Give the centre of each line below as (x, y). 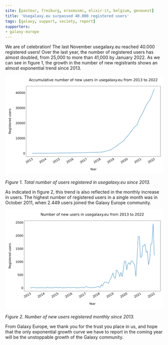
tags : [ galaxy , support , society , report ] (50, 21)
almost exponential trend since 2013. (43, 68)
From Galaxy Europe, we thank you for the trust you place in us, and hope (81, 326)
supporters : (18, 27)
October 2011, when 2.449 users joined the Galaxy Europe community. (78, 203)
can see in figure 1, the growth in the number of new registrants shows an (81, 63)
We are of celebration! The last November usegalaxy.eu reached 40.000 (80, 47)
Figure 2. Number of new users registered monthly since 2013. (70, 317)
